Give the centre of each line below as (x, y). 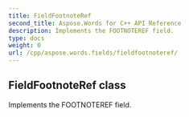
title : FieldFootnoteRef (50, 16)
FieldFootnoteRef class (67, 85)
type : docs (27, 38)
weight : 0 (25, 46)
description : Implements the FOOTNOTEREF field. (91, 30)
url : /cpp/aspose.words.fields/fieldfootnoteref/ (93, 53)
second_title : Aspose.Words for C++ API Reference (95, 23)
